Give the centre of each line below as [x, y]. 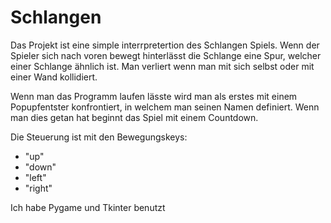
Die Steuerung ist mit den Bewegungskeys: [99, 137]
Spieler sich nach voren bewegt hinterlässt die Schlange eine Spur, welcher [166, 55]
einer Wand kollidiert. [54, 77]
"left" [35, 177]
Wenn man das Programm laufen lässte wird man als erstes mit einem [154, 96]
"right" [38, 188]
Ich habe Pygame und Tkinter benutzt [88, 207]
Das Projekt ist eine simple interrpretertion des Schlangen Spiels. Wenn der [165, 45]
